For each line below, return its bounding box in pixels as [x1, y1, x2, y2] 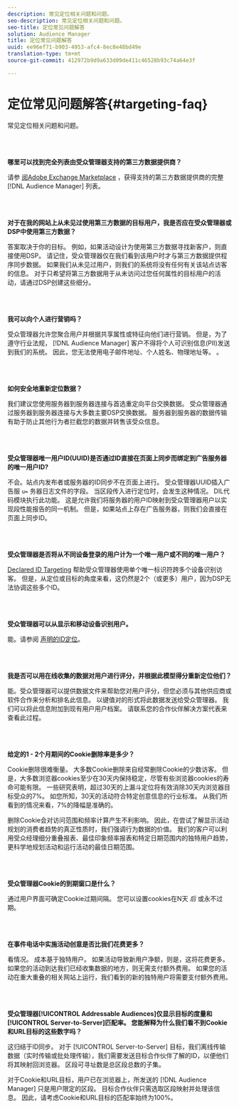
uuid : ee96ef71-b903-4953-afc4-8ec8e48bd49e [7, 44, 142, 51]
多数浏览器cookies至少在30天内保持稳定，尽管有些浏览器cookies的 [26, 773, 223, 782]
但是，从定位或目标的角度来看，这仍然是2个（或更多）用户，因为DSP [21, 574, 225, 582]
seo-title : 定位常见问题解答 [7, 24, 85, 31]
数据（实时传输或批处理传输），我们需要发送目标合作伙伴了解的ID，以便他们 [7, 1051, 229, 1059]
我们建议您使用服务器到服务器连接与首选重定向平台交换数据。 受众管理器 [7, 399, 221, 407]
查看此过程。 [7, 713, 45, 721]
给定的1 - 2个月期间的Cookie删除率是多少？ [7, 750, 135, 758]
